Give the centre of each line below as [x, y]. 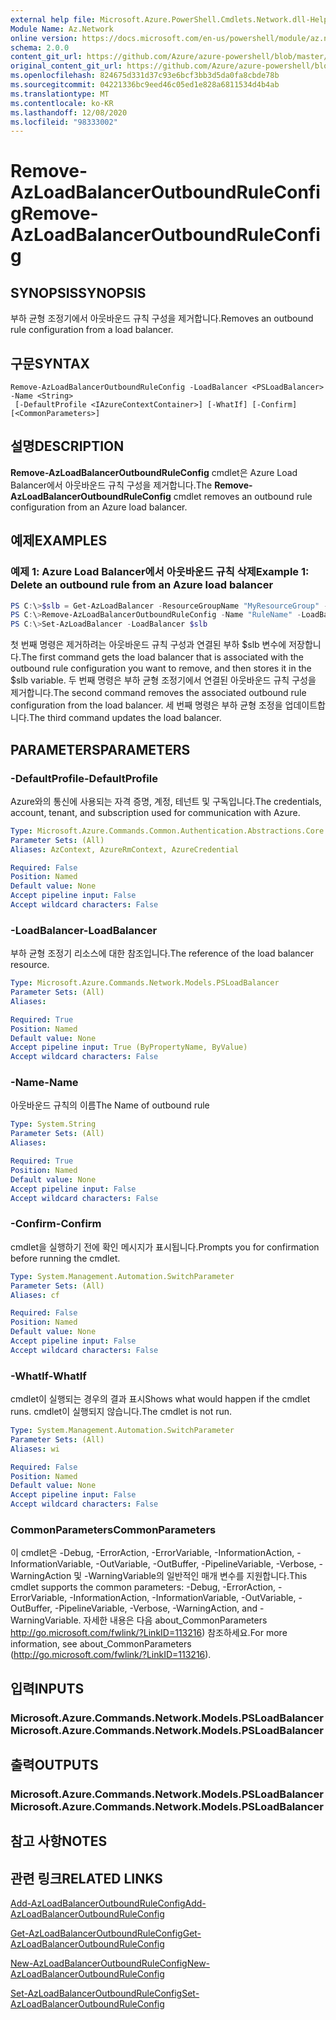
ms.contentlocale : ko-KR [62, 103]
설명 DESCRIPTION [67, 446]
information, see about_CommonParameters [101, 1644]
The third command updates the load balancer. [125, 718]
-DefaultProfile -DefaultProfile [84, 778]
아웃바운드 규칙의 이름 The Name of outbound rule [110, 1105]
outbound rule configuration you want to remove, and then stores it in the [161, 668]
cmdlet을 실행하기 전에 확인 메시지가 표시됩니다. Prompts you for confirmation [165, 1247]
